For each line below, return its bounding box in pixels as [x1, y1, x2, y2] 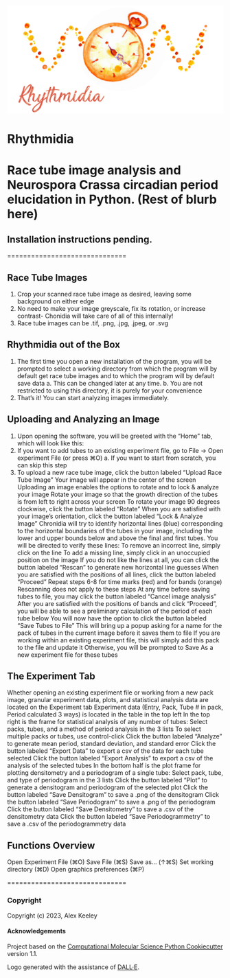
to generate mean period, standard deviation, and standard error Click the [7, 740, 216, 748]
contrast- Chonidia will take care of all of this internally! [16, 312, 174, 320]
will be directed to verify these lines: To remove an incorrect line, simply [16, 541, 221, 549]
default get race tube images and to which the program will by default [16, 371, 215, 380]
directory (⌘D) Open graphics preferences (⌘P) [7, 865, 145, 874]
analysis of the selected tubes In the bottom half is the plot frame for [7, 761, 201, 770]
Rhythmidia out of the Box [7, 339, 120, 351]
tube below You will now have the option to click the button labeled [16, 614, 207, 622]
